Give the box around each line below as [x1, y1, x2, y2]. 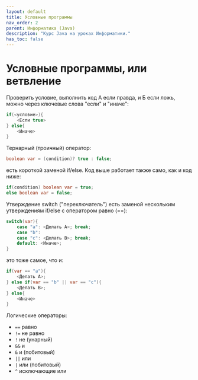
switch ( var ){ [6, 218, 38, 224]
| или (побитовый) [14, 361, 61, 368]
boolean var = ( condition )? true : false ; [6, 156, 112, 162]
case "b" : [17, 229, 41, 235]
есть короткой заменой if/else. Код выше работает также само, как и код [6, 167, 192, 174]
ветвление [6, 75, 61, 88]
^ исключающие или [14, 368, 67, 375]
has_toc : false [6, 36, 44, 42]
